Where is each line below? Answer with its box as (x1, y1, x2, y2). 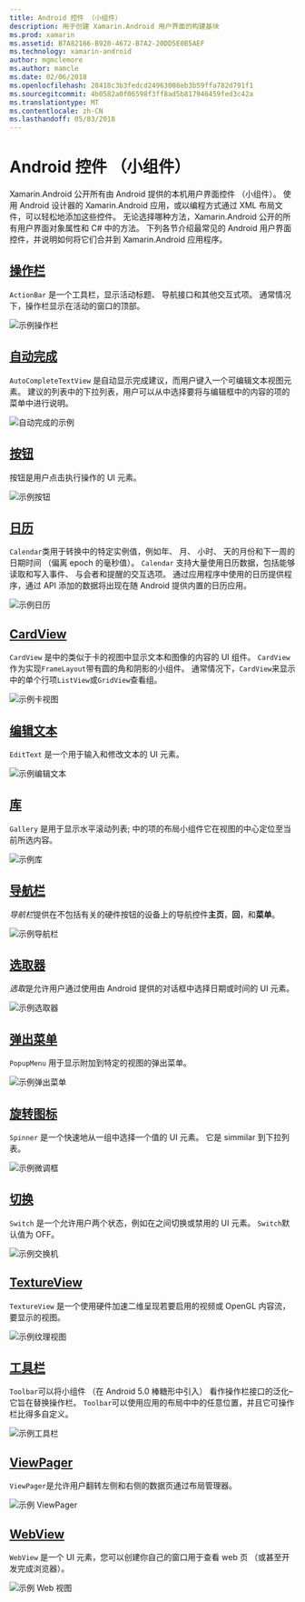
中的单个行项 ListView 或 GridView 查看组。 (9, 675, 162, 686)
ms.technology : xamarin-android (9, 47, 132, 56)
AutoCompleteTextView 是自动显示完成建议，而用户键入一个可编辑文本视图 (9, 375, 284, 385)
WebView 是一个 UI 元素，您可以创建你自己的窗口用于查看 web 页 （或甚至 (9, 1552, 282, 1563)
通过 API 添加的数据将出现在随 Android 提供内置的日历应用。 (25, 580, 252, 591)
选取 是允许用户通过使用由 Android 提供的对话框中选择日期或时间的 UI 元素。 (9, 983, 295, 994)
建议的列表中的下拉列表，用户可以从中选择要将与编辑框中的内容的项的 (26, 385, 290, 396)
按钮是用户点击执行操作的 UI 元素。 (9, 472, 143, 483)
